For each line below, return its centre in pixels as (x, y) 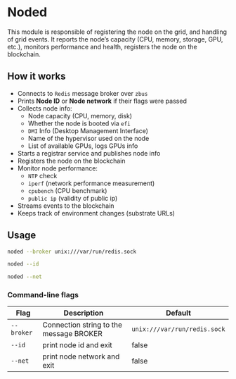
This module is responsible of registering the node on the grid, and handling (117, 32)
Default (178, 313)
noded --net (25, 277)
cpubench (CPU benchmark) (67, 190)
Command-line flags (43, 295)
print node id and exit (77, 345)
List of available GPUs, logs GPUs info (83, 146)
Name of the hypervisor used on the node (88, 138)
